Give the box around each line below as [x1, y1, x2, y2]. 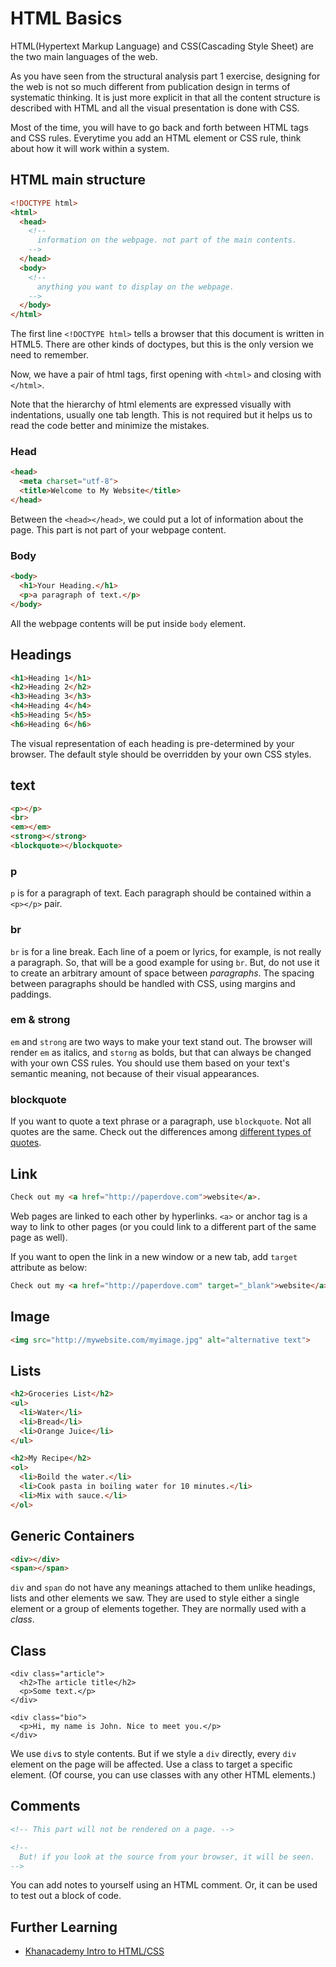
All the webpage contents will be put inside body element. [10, 617, 247, 629]
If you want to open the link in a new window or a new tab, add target [10, 1250, 298, 1262]
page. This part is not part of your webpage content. [10, 523, 227, 536]
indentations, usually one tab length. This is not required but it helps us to [10, 409, 313, 421]
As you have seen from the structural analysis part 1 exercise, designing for [10, 70, 321, 82]
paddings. [10, 988, 52, 1000]
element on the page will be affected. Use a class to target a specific [10, 1758, 293, 1771]
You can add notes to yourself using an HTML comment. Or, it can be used [10, 1879, 318, 1891]
